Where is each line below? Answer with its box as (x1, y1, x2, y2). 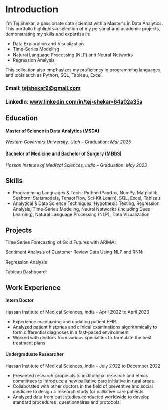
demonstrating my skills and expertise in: (5, 31, 91, 37)
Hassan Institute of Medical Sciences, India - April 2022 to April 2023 (5, 309, 150, 315)
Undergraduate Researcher (5, 351, 64, 357)
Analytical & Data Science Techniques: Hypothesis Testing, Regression (12, 200, 160, 207)
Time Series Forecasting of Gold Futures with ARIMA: (5, 239, 116, 245)
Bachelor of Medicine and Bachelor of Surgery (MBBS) (5, 150, 122, 157)
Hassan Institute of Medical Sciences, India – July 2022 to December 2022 (5, 363, 161, 369)
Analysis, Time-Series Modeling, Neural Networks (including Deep (12, 206, 151, 212)
